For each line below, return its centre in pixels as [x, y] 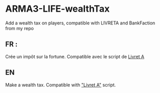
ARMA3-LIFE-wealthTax [58, 9]
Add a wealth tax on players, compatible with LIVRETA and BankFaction [80, 23]
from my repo [20, 28]
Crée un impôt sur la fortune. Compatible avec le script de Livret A [75, 56]
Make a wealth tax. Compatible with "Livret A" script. [61, 85]
